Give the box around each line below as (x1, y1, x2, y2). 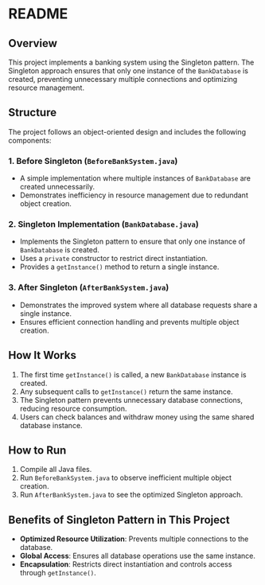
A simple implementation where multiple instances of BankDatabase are (19, 174, 251, 183)
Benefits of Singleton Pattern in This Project (8, 513, 230, 526)
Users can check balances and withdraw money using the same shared (19, 411, 255, 422)
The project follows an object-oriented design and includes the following (8, 127, 247, 136)
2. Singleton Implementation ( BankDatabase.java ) (8, 219, 199, 230)
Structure (8, 106, 57, 119)
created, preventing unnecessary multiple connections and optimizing (8, 75, 238, 84)
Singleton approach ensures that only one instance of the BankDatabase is (8, 66, 249, 76)
